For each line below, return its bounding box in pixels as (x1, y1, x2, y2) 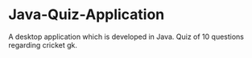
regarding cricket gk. (8, 40, 78, 49)
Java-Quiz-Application (8, 6, 165, 24)
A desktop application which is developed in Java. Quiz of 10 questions (8, 32, 244, 41)
